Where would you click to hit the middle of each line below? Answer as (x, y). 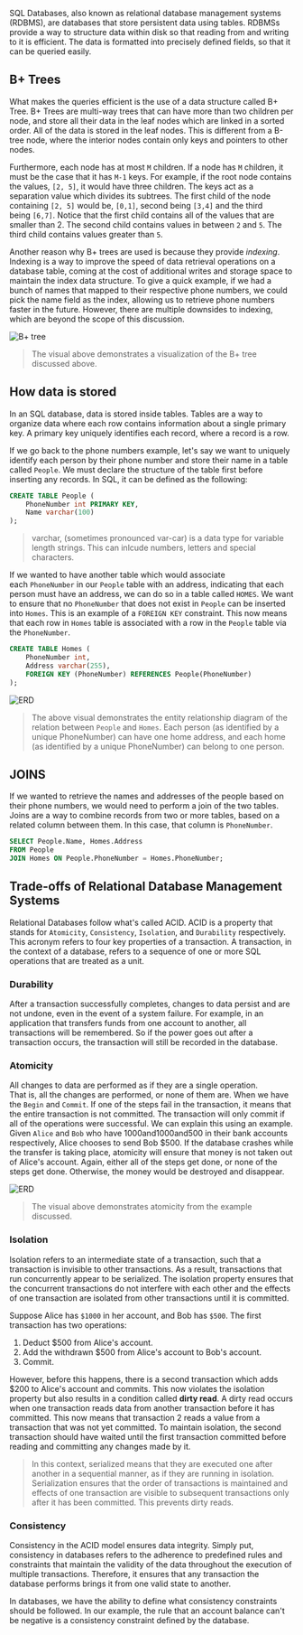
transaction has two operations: (68, 1325)
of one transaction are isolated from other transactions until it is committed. (149, 1298)
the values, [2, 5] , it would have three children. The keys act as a (132, 186)
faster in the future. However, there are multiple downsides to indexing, (141, 309)
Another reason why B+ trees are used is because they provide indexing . (145, 251)
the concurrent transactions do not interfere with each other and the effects (150, 1288)
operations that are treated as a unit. (77, 960)
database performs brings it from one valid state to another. (120, 1584)
